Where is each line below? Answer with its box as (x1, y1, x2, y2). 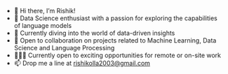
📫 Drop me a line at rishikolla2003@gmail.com (13, 59, 151, 67)
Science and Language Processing (13, 44, 115, 52)
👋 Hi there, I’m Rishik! (13, 7, 76, 15)
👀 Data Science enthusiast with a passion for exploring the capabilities (13, 14, 217, 22)
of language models (13, 22, 72, 29)
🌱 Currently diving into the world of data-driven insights (13, 29, 175, 37)
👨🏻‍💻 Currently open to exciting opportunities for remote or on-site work (13, 51, 222, 59)
